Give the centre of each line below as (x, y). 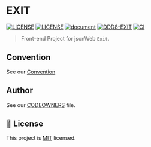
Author (19, 91)
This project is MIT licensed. (41, 138)
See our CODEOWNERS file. (41, 105)
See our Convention (31, 72)
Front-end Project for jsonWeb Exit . (65, 38)
